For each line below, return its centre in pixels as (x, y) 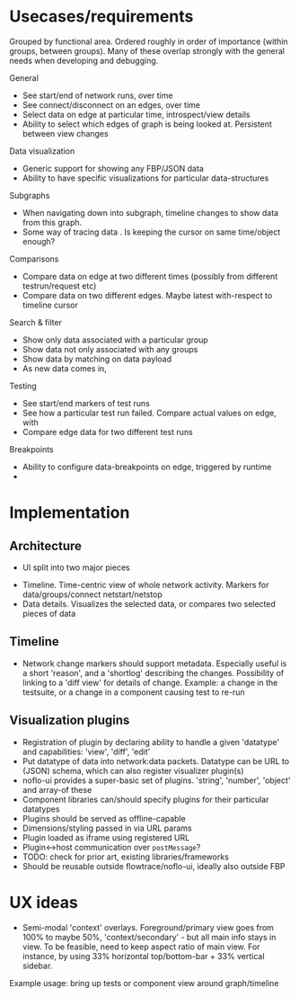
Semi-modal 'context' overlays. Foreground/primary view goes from (148, 927)
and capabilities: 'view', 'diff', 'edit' (86, 752)
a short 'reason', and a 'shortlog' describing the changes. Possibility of (153, 672)
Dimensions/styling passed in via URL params (107, 828)
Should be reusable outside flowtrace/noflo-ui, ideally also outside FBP (154, 866)
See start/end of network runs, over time (97, 95)
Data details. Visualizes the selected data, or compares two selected (149, 603)
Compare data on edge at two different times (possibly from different (150, 276)
